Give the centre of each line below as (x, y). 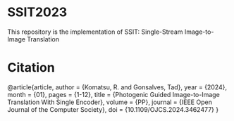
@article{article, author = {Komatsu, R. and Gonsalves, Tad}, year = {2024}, (117, 87)
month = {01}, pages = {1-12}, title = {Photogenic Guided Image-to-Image (113, 94)
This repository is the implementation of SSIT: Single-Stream (95, 32)
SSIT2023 (37, 12)
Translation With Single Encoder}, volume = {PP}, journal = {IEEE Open (110, 102)
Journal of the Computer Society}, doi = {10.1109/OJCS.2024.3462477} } (113, 109)
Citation (31, 68)
